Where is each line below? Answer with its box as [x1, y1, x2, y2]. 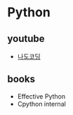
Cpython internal [17, 99, 67, 108]
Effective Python [17, 92, 65, 100]
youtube [7, 33, 45, 45]
